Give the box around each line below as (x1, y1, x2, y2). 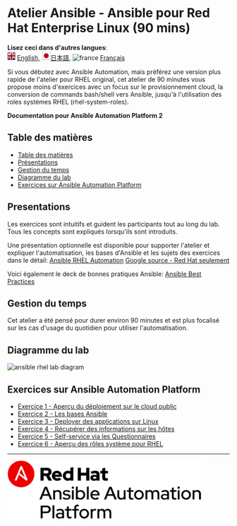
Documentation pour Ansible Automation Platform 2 (7, 111, 163, 119)
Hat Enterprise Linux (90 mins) (7, 20, 190, 36)
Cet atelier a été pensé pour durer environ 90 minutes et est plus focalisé (7, 316, 220, 325)
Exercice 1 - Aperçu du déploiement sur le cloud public (17, 402, 177, 410)
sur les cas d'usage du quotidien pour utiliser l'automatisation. (7, 323, 188, 333)
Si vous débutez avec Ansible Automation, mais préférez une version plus (7, 67, 221, 76)
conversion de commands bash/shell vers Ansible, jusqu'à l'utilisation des (7, 90, 222, 98)
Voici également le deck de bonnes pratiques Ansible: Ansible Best (7, 270, 202, 278)
